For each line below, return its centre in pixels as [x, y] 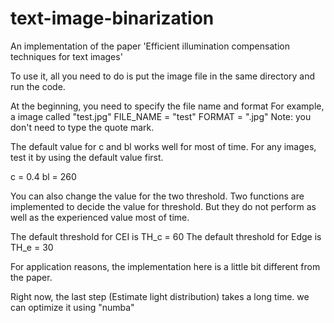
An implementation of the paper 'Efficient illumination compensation [150, 46]
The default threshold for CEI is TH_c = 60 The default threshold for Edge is [166, 236]
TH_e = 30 [32, 247]
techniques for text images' [66, 56]
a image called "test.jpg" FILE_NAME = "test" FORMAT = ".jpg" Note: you [161, 116]
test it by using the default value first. [87, 157]
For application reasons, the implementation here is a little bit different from [165, 266]
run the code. [38, 86]
